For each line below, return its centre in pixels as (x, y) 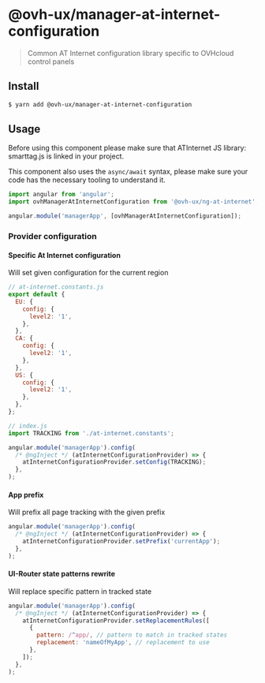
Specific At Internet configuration (64, 255)
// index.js (28, 426)
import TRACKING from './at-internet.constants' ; (91, 433)
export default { (37, 295)
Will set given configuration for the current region (88, 273)
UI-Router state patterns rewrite (62, 574)
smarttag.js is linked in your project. (66, 156)
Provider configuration (52, 236)
